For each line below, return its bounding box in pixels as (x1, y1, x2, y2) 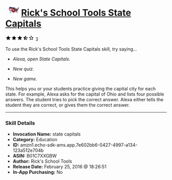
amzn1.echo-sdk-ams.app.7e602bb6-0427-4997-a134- (20, 142, 138, 148)
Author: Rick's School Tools (12, 158, 73, 165)
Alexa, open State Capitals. (12, 56, 71, 62)
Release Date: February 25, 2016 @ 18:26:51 (12, 164, 106, 170)
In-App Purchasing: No (12, 169, 63, 175)
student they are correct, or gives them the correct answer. (5, 102, 130, 108)
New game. (12, 76, 37, 82)
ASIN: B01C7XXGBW (12, 153, 57, 159)
